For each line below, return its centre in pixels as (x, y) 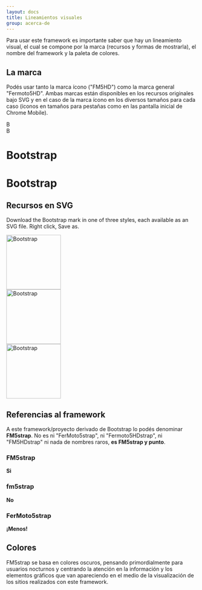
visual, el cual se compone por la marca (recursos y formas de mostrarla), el (101, 47)
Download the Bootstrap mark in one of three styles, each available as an (97, 220)
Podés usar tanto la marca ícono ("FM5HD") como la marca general (90, 87)
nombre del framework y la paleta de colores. (63, 53)
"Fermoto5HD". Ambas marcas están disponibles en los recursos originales (100, 93)
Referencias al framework (56, 414)
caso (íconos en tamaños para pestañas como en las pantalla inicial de (94, 106)
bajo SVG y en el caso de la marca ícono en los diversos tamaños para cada (101, 100)
